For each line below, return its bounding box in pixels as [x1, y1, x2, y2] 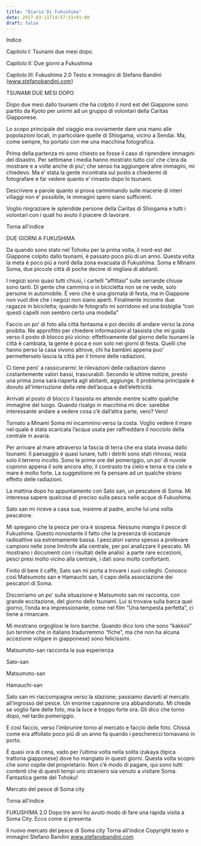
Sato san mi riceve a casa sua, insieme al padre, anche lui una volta [6, 505, 173, 513]
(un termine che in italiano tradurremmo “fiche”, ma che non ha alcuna [6, 628, 180, 636]
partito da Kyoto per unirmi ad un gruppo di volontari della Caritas [6, 108, 169, 115]
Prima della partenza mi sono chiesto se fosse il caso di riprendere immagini [6, 150, 195, 157]
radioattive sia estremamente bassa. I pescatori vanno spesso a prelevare [6, 536, 189, 544]
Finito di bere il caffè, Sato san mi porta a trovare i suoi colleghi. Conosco [6, 567, 187, 574]
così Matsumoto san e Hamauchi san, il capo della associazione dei [6, 573, 173, 580]
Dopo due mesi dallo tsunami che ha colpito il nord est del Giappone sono [6, 101, 188, 108]
